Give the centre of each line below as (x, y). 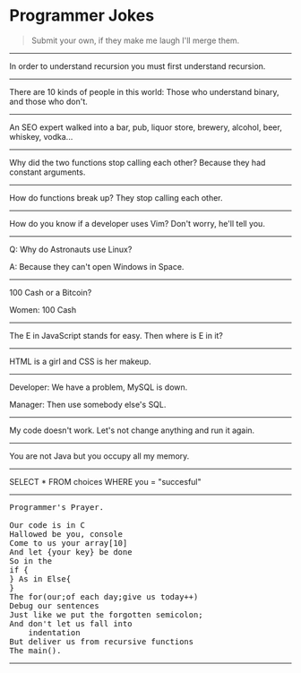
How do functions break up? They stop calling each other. (116, 197)
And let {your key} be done (71, 552)
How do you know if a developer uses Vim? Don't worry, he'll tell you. (138, 223)
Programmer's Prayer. (57, 507)
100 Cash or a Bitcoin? (51, 292)
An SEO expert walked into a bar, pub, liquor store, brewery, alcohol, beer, (146, 127)
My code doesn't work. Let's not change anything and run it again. (132, 430)
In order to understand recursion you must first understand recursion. (138, 66)
